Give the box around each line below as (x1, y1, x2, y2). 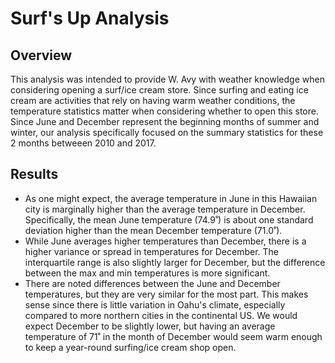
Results (10, 166, 59, 183)
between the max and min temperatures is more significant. (24, 267, 271, 279)
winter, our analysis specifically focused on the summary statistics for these (10, 127, 324, 138)
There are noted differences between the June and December (24, 277, 281, 289)
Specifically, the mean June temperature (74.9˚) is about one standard (24, 213, 314, 226)
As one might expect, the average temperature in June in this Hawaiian (24, 192, 318, 204)
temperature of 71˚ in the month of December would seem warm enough (24, 330, 323, 342)
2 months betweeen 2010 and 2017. (10, 137, 157, 149)
